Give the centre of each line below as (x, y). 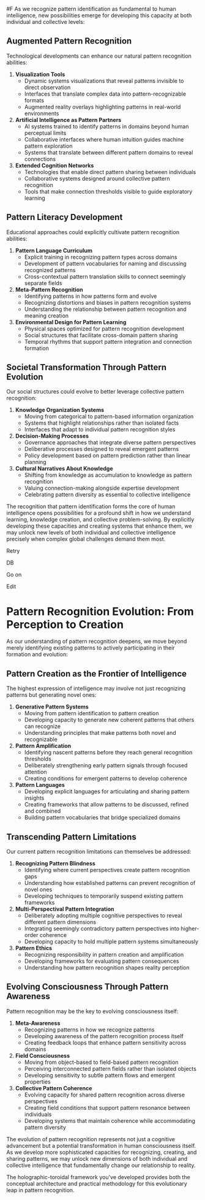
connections (40, 159)
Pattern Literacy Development (65, 217)
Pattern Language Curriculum (54, 250)
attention (35, 772)
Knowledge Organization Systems (60, 410)
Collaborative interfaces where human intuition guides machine (104, 139)
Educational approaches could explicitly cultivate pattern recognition (93, 232)
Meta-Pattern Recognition (49, 289)
